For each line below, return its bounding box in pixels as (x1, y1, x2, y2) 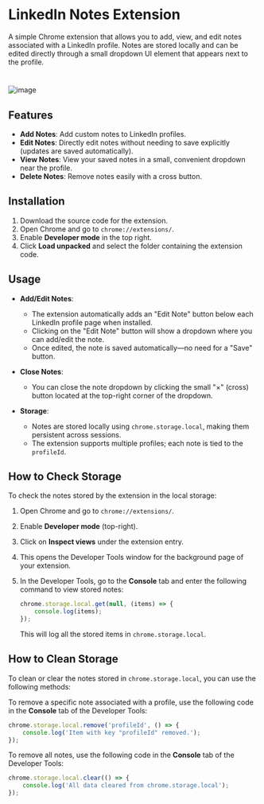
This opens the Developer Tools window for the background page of (19, 553, 244, 562)
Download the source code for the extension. (19, 216, 169, 225)
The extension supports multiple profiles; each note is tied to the (31, 438, 244, 448)
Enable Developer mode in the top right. (19, 232, 153, 242)
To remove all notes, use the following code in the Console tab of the (8, 750, 235, 760)
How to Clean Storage (8, 652, 118, 666)
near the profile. (19, 163, 73, 173)
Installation (8, 195, 65, 208)
